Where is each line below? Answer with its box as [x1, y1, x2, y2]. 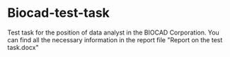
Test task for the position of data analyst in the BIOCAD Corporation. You [7, 28, 219, 37]
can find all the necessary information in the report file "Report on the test [7, 35, 223, 44]
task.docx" [7, 43, 39, 51]
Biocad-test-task [7, 5, 110, 21]
